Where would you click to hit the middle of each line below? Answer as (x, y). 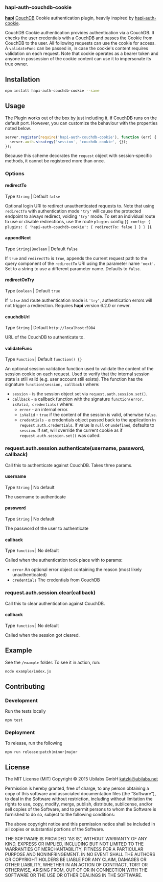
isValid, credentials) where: (43, 404)
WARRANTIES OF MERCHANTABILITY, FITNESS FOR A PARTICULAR (74, 849)
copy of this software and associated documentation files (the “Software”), (81, 794)
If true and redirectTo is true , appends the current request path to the (76, 258)
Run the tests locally (25, 711)
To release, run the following (34, 743)
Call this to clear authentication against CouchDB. (55, 603)
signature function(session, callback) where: (52, 385)
